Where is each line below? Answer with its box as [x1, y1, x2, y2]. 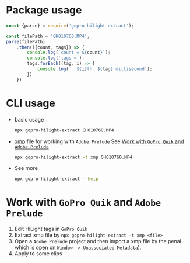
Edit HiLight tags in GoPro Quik [14, 226, 87, 233]
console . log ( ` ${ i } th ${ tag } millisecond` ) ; [37, 66, 153, 72]
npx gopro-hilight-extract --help [14, 176, 98, 182]
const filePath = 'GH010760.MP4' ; [6, 33, 90, 39]
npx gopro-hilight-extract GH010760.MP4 [14, 127, 114, 133]
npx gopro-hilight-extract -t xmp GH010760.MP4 [14, 154, 132, 160]
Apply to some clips [14, 250, 62, 257]
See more [14, 165, 38, 172]
